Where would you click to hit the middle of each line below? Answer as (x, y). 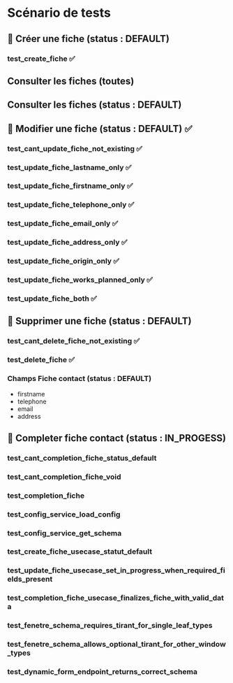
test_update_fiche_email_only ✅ (63, 224)
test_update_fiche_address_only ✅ (67, 243)
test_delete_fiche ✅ (41, 360)
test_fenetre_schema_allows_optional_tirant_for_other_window (117, 645)
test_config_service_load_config (64, 514)
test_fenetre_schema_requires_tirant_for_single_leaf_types (110, 626)
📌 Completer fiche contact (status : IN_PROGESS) (117, 438)
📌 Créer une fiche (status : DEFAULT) (88, 39)
